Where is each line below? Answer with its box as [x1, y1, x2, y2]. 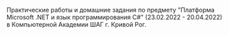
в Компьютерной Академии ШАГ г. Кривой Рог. [6, 21, 147, 28]
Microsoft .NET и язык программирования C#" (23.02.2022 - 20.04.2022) [6, 13, 223, 21]
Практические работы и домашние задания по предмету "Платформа [6, 6, 215, 14]
